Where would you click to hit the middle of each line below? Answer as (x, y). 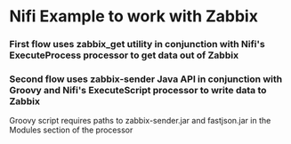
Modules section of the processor (71, 130)
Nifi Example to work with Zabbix (133, 16)
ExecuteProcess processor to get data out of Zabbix (124, 55)
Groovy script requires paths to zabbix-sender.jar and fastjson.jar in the (140, 121)
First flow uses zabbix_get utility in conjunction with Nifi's (137, 44)
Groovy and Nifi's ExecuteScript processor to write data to (138, 91)
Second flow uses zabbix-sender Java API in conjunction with (146, 79)
